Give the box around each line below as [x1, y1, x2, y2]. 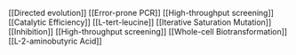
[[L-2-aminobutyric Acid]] [8, 35, 103, 46]
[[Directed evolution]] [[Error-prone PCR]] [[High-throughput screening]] [8, 8, 275, 18]
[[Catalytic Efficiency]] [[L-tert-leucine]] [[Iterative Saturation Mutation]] [8, 17, 272, 27]
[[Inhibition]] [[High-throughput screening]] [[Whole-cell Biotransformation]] [8, 27, 288, 36]
